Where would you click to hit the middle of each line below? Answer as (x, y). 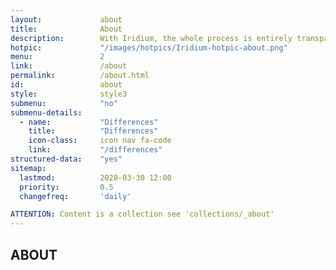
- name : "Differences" (89, 122)
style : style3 (69, 94)
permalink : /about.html (80, 76)
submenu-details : (46, 112)
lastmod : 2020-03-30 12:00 (95, 177)
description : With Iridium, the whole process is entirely (151, 38)
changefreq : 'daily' (75, 196)
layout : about (66, 19)
